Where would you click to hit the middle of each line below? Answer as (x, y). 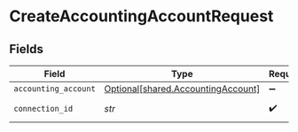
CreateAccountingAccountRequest (141, 16)
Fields (27, 49)
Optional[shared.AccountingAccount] (182, 89)
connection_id (43, 109)
